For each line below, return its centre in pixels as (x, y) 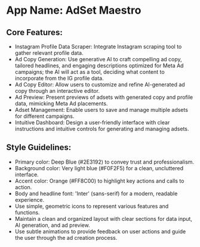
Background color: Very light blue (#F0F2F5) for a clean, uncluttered (99, 168)
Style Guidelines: (39, 147)
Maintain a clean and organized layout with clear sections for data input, (104, 218)
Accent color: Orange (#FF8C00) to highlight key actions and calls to (99, 181)
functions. (27, 212)
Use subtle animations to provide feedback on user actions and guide (100, 231)
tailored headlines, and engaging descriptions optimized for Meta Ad (99, 65)
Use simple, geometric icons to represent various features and (92, 206)
